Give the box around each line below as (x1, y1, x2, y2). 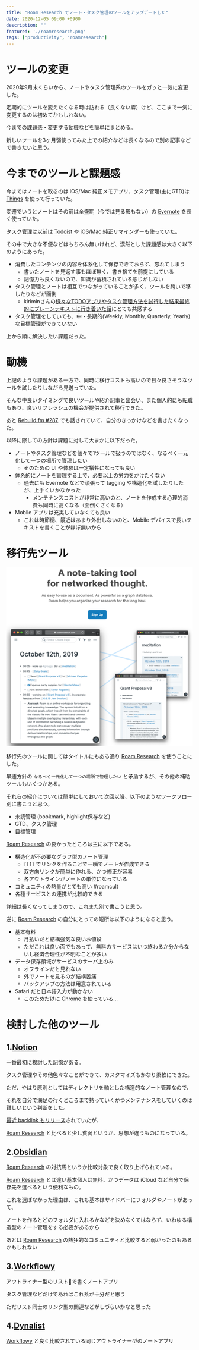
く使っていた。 (6, 215, 43, 222)
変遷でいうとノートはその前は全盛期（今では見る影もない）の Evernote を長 (6, 208, 192, 215)
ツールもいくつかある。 (6, 780, 63, 787)
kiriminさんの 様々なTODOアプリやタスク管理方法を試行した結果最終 (23, 298, 190, 304)
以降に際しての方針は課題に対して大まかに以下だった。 (6, 437, 141, 444)
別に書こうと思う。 (6, 800, 53, 808)
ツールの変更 (6, 63, 69, 77)
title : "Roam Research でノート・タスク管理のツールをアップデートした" (6, 10, 169, 15)
